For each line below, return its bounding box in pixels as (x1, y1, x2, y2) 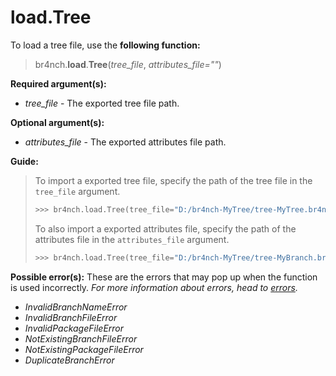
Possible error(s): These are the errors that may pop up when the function (10, 271, 318, 283)
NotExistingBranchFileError (24, 332, 138, 345)
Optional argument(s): (10, 116, 105, 128)
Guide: (10, 155, 39, 167)
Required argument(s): (10, 77, 107, 90)
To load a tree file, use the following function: (10, 39, 201, 51)
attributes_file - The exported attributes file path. (24, 136, 227, 148)
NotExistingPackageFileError (24, 343, 144, 355)
